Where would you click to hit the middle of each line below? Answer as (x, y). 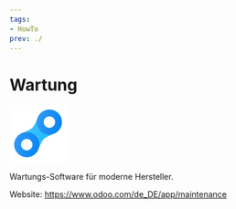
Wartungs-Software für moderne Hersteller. (91, 177)
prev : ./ (26, 38)
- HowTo (24, 29)
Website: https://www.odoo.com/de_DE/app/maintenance (118, 194)
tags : (20, 19)
